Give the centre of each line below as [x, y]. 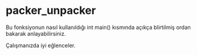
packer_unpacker [51, 11]
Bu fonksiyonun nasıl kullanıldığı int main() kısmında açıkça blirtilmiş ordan [98, 27]
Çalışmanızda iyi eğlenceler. [41, 45]
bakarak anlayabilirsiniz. [36, 33]
